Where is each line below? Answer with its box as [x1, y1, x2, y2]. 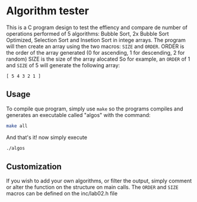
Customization [6, 162, 62, 172]
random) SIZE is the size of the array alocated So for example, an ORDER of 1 [6, 55, 190, 62]
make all [6, 123, 28, 129]
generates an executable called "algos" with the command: [6, 111, 151, 118]
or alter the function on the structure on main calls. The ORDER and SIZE [6, 184, 179, 191]
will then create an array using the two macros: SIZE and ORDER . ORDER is [6, 43, 185, 50]
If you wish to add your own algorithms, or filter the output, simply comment [6, 177, 192, 185]
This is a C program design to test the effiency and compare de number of [6, 24, 188, 31]
